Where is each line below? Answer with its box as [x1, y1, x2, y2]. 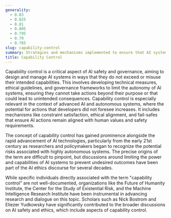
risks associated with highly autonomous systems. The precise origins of [5, 148, 158, 155]
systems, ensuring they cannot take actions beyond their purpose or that [5, 90, 158, 97]
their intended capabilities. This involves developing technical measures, [5, 79, 158, 85]
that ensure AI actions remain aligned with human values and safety [5, 117, 148, 123]
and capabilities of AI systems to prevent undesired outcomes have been [5, 160, 158, 166]
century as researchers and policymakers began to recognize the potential [5, 143, 162, 149]
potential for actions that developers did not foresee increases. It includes [5, 106, 160, 112]
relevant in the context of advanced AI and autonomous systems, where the [5, 101, 164, 107]
